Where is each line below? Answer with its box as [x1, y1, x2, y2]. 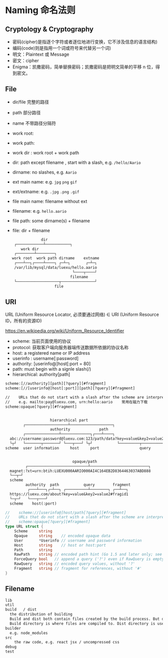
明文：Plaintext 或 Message [12, 51, 69, 57]
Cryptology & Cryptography [5, 25, 94, 33]
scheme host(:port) [9, 501, 57, 506]
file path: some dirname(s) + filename [12, 218, 90, 224]
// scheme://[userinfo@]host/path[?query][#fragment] [5, 510, 126, 515]
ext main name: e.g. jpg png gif [12, 179, 77, 185]
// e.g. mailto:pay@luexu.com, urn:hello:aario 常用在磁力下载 [5, 399, 148, 404]
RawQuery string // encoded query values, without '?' [14, 561, 135, 567]
